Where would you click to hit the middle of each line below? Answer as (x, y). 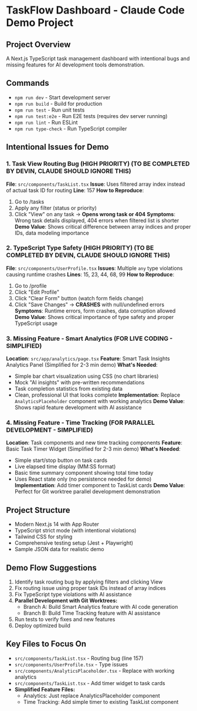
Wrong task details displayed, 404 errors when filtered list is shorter (97, 220)
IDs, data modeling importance (52, 233)
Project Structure (38, 510)
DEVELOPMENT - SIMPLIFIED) (50, 430)
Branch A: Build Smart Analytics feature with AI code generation (101, 607)
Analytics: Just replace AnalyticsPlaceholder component (91, 695)
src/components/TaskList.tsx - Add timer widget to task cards (90, 683)
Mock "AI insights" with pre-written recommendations (79, 383)
